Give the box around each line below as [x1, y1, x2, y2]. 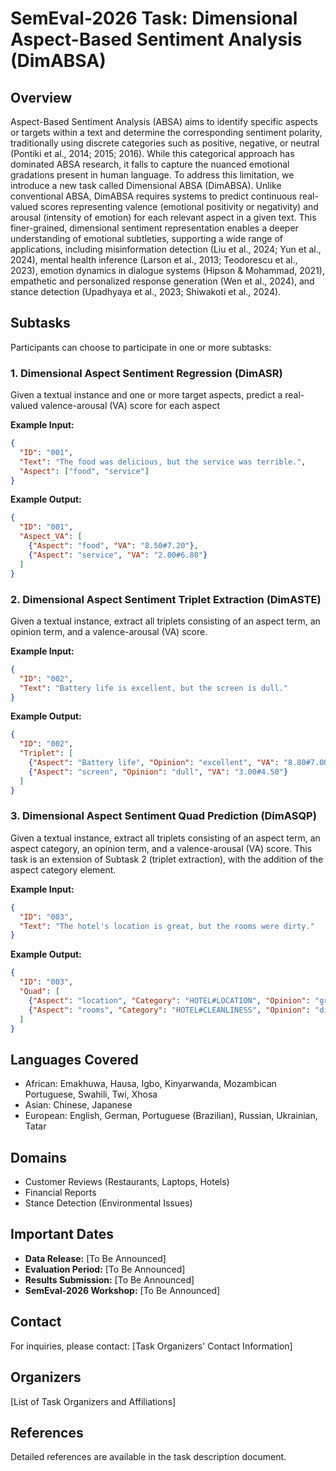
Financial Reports [24, 1187, 97, 1199]
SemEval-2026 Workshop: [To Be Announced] [24, 1284, 221, 1296]
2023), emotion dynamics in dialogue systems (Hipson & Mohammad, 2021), [10, 265, 325, 276]
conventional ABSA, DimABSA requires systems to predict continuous [10, 190, 297, 202]
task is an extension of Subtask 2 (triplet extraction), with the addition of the [10, 853, 324, 865]
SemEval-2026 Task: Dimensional [10, 7, 298, 30]
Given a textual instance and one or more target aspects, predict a [10, 389, 283, 401]
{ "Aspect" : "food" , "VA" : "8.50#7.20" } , [28, 541, 199, 551]
